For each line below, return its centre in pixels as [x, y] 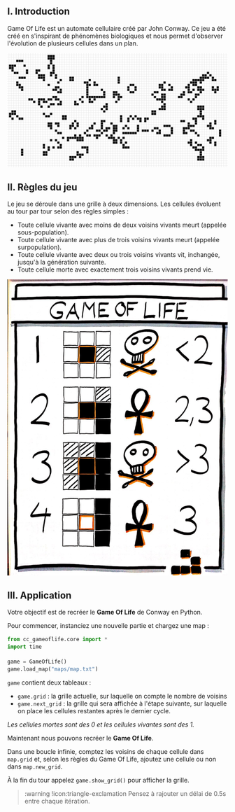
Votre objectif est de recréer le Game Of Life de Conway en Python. [105, 612]
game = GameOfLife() [37, 661]
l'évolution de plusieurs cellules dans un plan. [73, 43]
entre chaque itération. [57, 801]
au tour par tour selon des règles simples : [68, 211]
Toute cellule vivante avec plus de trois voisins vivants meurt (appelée [119, 240]
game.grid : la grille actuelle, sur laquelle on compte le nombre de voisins [122, 696]
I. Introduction [38, 12]
